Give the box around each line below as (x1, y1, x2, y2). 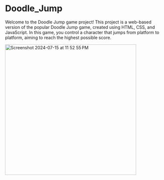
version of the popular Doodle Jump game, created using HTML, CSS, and (5, 24, 155, 30)
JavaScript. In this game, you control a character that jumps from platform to (5, 29, 160, 35)
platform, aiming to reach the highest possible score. (5, 35, 112, 40)
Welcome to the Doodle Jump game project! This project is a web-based (5, 19, 152, 25)
